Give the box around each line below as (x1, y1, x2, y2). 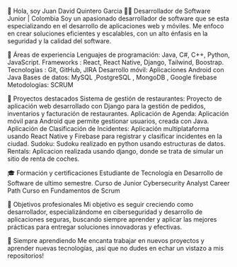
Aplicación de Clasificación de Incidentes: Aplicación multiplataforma (7, 125, 209, 132)
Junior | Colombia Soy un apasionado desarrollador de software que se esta (7, 14, 230, 23)
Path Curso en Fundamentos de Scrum (7, 186, 120, 195)
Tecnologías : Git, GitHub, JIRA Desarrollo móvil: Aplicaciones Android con (7, 66, 224, 74)
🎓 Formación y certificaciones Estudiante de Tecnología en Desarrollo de (7, 169, 223, 177)
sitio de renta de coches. (7, 154, 80, 163)
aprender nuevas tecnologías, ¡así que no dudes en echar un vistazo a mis (7, 244, 224, 252)
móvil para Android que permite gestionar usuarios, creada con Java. (7, 117, 209, 125)
